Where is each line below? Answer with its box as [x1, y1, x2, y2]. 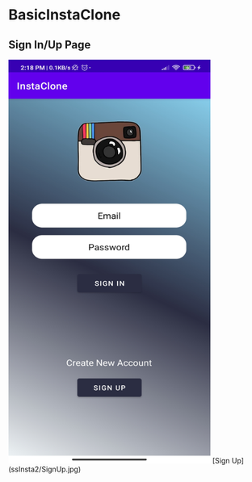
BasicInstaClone [8, 6, 121, 24]
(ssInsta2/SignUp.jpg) [8, 464, 82, 474]
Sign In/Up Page [8, 38, 91, 52]
